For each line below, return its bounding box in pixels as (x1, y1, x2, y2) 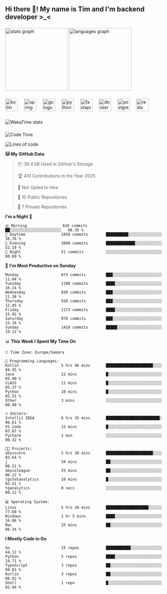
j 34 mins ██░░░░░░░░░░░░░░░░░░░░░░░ (5, 459, 162, 464)
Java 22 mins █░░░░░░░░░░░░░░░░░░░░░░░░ (5, 372, 162, 377)
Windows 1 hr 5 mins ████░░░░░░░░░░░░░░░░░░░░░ (5, 514, 162, 519)
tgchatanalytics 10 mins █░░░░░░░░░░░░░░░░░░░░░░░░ (5, 477, 162, 482)
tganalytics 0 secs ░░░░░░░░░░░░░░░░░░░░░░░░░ (5, 486, 162, 491)
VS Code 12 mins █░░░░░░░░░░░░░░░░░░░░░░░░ (5, 424, 162, 429)
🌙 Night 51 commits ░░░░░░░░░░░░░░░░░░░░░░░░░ (5, 250, 162, 255)
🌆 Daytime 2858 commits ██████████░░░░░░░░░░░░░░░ (5, 232, 162, 237)
